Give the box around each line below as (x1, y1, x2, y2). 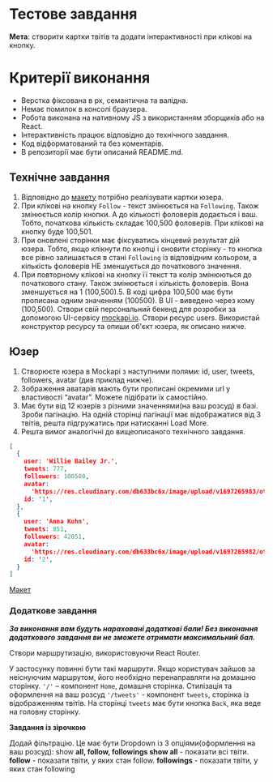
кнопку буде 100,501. (20, 226, 94, 236)
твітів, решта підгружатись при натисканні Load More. (20, 418, 209, 428)
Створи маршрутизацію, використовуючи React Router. (9, 647, 201, 657)
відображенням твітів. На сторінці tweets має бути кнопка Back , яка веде (9, 698, 262, 707)
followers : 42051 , (23, 532, 86, 541)
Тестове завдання (9, 5, 138, 24)
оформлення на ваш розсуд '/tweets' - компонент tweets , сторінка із (9, 690, 250, 699)
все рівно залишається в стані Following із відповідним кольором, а (20, 252, 258, 262)
